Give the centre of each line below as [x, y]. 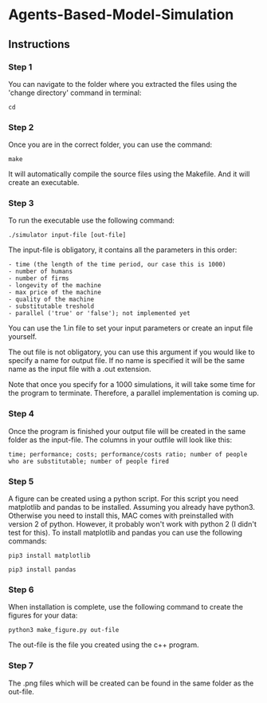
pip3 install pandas [43, 570]
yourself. [23, 337]
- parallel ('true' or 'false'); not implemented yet [100, 314]
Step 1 [20, 67]
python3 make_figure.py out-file [64, 630]
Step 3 [21, 203]
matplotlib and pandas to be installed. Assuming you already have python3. [132, 508]
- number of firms [39, 278]
